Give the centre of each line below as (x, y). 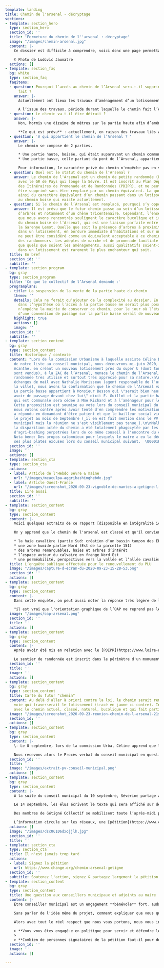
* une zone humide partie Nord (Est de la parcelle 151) (73, 546)
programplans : (24, 286)
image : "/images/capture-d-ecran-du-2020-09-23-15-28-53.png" (74, 569)
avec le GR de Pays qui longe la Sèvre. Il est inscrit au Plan (85, 181)
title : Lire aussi (28, 492)
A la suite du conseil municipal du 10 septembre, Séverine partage (85, 796)
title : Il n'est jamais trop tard (44, 854)
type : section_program (32, 278)
